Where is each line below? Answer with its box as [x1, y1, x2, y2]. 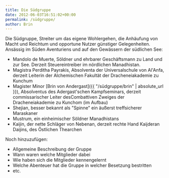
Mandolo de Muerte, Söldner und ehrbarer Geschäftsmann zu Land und [12, 56, 162, 63]
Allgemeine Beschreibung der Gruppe [12, 146, 92, 153]
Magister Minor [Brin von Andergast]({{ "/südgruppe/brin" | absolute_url [12, 83, 164, 90]
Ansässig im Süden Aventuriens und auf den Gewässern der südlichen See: [5, 46, 163, 52]
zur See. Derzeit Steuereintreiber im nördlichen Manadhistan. [12, 62, 141, 68]
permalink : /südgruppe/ [5, 17, 56, 22]
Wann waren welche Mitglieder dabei [12, 152, 90, 158]
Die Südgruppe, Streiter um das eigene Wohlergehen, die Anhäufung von [5, 36, 158, 42]
